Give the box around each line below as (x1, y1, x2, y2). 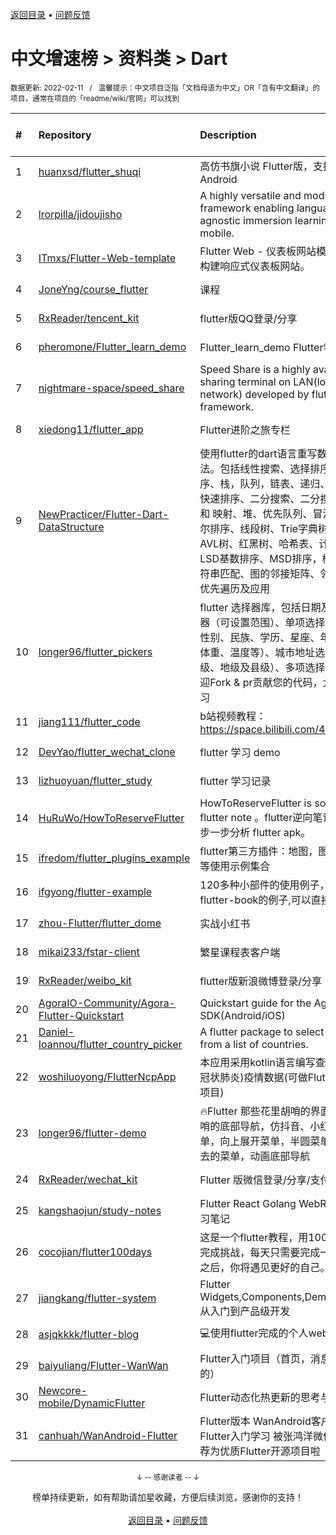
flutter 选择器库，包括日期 (199, 600, 322, 614)
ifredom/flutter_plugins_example (38, 851, 191, 865)
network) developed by (199, 387, 310, 401)
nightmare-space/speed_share (38, 381, 185, 395)
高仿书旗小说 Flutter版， (199, 159, 314, 173)
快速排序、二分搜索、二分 (199, 491, 321, 505)
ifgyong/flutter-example (38, 884, 153, 898)
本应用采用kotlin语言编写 (199, 1055, 316, 1069)
